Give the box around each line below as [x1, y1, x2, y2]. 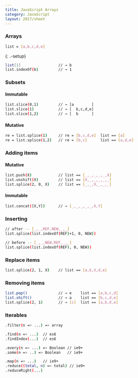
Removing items [5, 279, 45, 286]
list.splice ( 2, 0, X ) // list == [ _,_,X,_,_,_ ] [5, 182, 112, 187]
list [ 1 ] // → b [5, 62, 72, 67]
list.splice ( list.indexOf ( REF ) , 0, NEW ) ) [5, 245, 92, 250]
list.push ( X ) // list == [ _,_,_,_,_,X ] [5, 173, 112, 178]
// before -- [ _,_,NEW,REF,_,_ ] [5, 240, 72, 245]
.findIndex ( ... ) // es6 [5, 336, 56, 341]
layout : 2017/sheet [5, 16, 46, 21]
